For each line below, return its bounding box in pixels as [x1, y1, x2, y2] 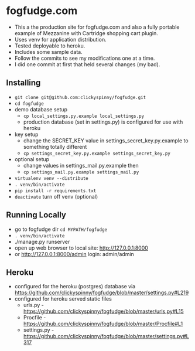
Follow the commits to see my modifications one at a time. [14, 54, 155, 62]
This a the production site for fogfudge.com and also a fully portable [14, 23, 180, 30]
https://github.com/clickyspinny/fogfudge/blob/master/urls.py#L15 [23, 308, 184, 315]
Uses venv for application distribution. [14, 36, 107, 43]
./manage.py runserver [14, 238, 70, 245]
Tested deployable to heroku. [14, 42, 85, 49]
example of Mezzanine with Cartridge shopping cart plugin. [14, 29, 158, 36]
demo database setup [14, 105, 68, 113]
